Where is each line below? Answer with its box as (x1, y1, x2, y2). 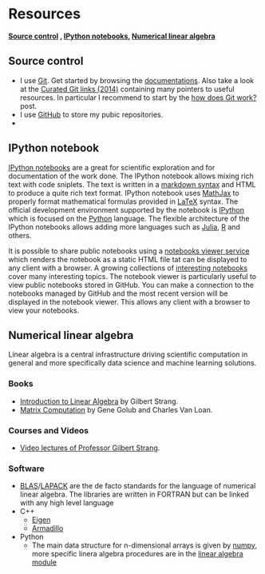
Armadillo (31, 524, 64, 533)
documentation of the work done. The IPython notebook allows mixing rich (8, 171, 254, 181)
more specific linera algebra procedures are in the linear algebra (31, 549, 243, 559)
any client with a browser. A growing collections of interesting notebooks (8, 263, 248, 273)
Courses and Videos (8, 425, 89, 436)
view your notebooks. (8, 305, 80, 315)
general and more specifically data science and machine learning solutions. (8, 358, 257, 368)
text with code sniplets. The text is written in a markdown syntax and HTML (8, 179, 256, 189)
